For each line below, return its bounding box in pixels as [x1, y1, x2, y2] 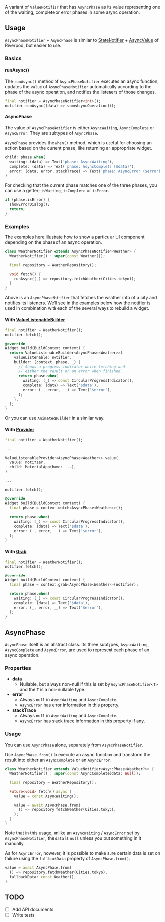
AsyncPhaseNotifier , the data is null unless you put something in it [5, 835, 141, 841]
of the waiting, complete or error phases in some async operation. [5, 9, 140, 15]
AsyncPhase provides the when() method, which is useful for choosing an [5, 139, 152, 146]
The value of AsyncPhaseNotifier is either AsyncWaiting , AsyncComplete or [5, 124, 155, 131]
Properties [5, 664, 31, 671]
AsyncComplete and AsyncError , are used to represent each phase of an [5, 647, 150, 653]
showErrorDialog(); [9, 202, 50, 207]
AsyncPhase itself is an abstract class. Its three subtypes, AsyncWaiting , [5, 641, 149, 647]
